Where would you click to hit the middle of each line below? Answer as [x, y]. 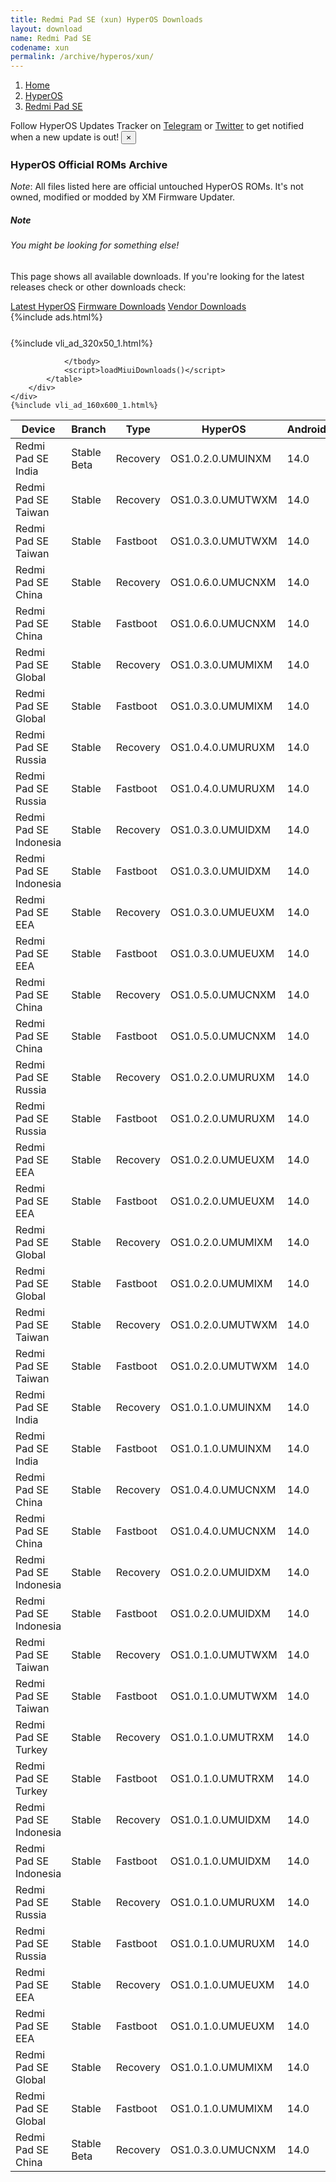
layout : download [46, 29]
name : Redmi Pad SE [51, 38]
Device [38, 429]
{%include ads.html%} [56, 317]
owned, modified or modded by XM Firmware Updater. [123, 197]
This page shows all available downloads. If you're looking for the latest [157, 276]
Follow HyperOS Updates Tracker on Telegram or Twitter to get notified [157, 126]
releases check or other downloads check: [98, 287]
